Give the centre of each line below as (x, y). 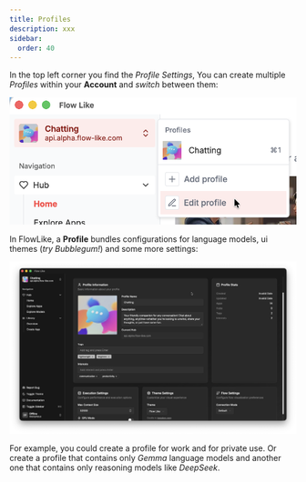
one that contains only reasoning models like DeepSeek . (115, 467)
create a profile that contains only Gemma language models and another (146, 458)
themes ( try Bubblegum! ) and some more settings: (104, 248)
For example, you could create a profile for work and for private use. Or (143, 448)
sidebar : (26, 38)
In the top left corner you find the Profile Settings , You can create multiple (148, 75)
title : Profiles (40, 19)
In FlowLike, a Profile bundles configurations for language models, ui (139, 239)
